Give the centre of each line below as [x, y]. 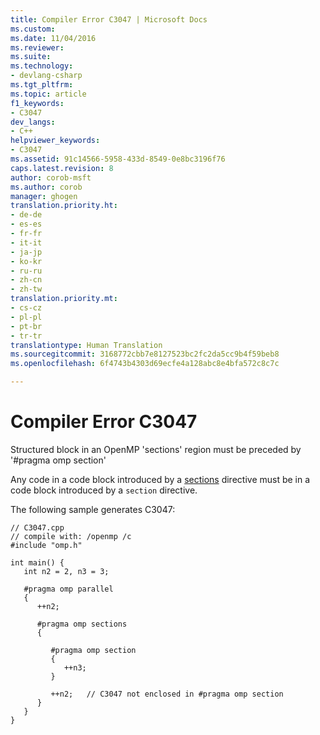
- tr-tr [26, 336]
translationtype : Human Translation [86, 345]
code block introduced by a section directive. [104, 490]
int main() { [37, 562]
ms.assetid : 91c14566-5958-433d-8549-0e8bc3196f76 [118, 159]
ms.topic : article [48, 94]
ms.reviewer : [37, 47]
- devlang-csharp [46, 76]
